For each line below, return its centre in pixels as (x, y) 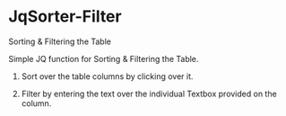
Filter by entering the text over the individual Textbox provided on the (149, 94)
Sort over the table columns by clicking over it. (107, 76)
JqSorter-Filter (65, 17)
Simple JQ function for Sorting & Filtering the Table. (104, 58)
